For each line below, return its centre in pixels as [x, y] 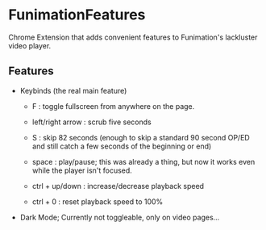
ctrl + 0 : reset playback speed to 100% [98, 201]
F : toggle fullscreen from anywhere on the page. [113, 106]
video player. [30, 45]
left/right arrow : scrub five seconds [91, 122]
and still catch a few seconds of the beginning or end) [122, 146]
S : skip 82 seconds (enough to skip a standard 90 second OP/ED [141, 137]
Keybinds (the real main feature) [73, 90]
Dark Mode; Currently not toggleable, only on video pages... [120, 217]
